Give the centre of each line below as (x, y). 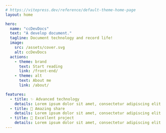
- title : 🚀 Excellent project (42, 118)
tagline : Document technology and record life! (62, 38)
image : (17, 43)
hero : (11, 24)
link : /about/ (34, 85)
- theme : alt (28, 76)
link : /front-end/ (38, 71)
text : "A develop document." (41, 34)
